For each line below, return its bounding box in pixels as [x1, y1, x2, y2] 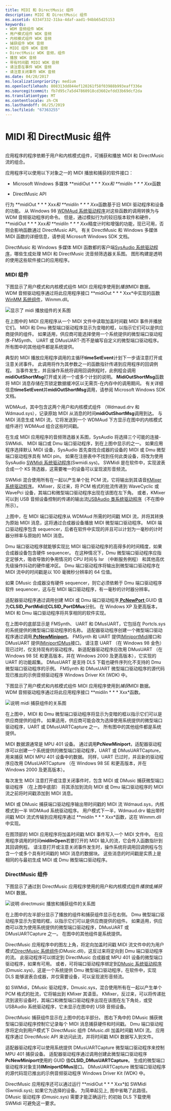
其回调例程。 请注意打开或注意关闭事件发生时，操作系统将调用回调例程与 [5, 844, 158, 850]
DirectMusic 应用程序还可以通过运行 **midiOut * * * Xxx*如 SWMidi [5, 1081, 147, 1087]
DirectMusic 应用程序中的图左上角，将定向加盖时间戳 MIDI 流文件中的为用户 [5, 942, 164, 948]
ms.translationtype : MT [5, 93, 56, 98]
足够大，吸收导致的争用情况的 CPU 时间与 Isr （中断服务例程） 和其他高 [9, 556, 160, 562]
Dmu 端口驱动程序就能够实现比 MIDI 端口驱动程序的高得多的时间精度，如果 [5, 543, 162, 549]
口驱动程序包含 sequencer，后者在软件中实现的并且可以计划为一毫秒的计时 [5, 526, 163, 532]
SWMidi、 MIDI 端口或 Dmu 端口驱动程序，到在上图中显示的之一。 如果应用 [5, 440, 163, 446]
